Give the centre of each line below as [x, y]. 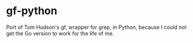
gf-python [32, 11]
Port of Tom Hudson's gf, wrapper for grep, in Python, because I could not [97, 27]
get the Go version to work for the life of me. [60, 33]
